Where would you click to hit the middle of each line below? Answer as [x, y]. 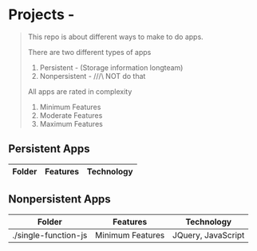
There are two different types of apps [89, 52]
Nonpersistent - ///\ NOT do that [93, 76]
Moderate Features [71, 115]
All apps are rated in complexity [80, 91]
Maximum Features [71, 124]
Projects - [42, 15]
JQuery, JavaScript [209, 235]
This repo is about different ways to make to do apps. [115, 37]
